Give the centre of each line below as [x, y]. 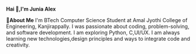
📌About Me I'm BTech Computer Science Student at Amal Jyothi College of [97, 20]
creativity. [18, 45]
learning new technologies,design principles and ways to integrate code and [98, 39]
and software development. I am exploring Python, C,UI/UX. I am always [93, 33]
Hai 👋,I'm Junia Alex [31, 9]
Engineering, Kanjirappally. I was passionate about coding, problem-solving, [98, 26]
